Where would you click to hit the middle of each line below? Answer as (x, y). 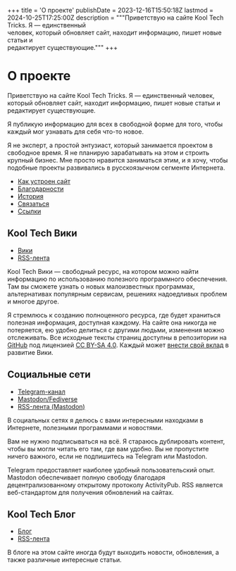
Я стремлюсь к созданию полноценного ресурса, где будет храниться (114, 315)
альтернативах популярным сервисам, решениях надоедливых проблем (117, 294)
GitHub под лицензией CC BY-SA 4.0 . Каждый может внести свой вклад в (118, 345)
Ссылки (29, 211)
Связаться (33, 203)
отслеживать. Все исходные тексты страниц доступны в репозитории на (117, 337)
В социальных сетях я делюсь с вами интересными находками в (105, 420)
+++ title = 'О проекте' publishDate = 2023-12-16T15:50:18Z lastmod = (110, 10)
